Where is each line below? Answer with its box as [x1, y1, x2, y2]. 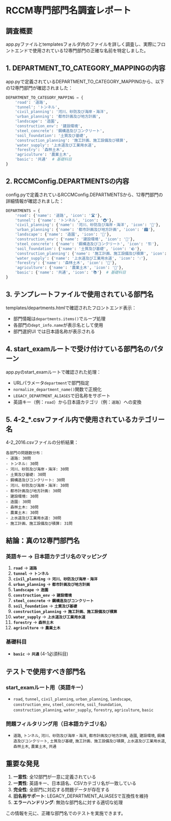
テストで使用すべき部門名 [6, 667, 86, 676]
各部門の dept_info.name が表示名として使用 [13, 322, 103, 328]
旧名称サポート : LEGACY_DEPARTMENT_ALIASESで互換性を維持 [13, 793, 149, 799]
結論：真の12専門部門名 [6, 536, 80, 545]
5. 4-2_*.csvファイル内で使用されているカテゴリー [6, 415, 165, 424]
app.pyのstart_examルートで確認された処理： [6, 369, 101, 375]
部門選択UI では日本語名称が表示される [13, 328, 95, 334]
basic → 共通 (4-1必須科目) [13, 651, 68, 657]
